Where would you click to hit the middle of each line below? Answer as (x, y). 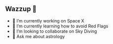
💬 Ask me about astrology (38, 36)
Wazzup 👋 (21, 9)
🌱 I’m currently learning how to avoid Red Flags (60, 26)
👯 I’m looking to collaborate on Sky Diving (55, 31)
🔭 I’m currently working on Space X (48, 21)
